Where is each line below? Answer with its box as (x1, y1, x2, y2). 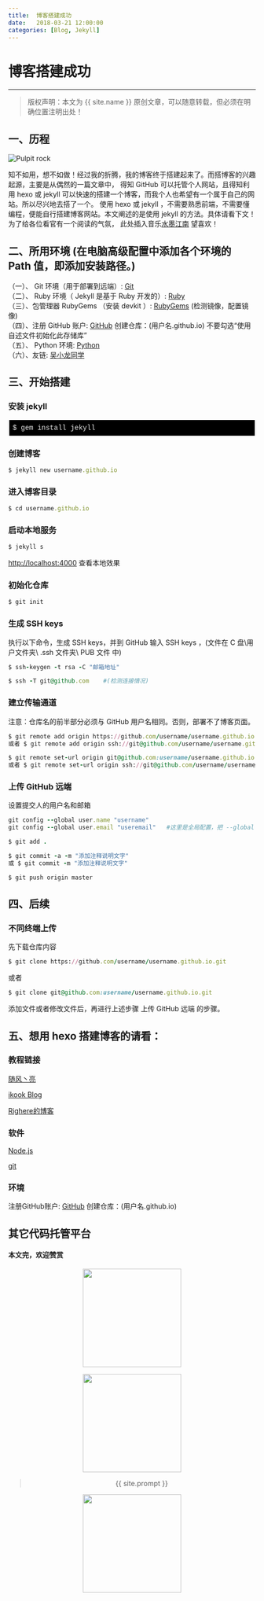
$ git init (8, 598, 44, 606)
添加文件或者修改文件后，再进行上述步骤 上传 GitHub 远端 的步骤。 (8, 1004, 225, 1014)
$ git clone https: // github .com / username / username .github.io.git (8, 958, 226, 966)
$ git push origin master (8, 874, 93, 881)
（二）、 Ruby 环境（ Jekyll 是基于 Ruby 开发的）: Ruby (8, 291, 185, 300)
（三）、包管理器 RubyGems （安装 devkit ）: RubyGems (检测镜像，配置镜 (8, 300, 249, 311)
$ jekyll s (8, 543, 44, 551)
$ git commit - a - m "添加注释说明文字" (8, 852, 130, 860)
